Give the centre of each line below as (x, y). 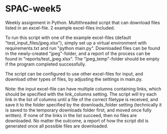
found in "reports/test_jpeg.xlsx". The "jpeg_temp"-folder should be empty (82, 58)
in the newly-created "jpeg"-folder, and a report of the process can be (78, 53)
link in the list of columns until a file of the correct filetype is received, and (82, 99)
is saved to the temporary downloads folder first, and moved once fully (78, 110)
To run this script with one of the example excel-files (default (68, 37)
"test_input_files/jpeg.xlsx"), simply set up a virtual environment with (76, 42)
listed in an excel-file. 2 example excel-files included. (60, 27)
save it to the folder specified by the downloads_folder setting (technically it (83, 104)
